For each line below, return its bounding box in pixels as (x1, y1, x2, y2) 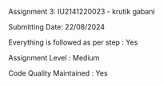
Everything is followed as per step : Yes (8, 37, 138, 47)
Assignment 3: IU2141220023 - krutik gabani (8, 7, 156, 16)
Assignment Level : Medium (8, 53, 100, 62)
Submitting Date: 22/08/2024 (8, 22, 105, 31)
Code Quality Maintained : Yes (8, 68, 108, 78)
